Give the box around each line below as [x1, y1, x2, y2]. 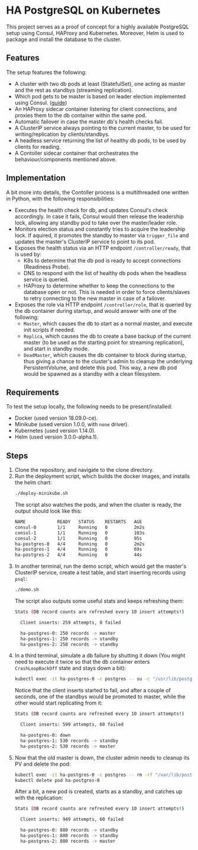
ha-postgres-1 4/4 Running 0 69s [14, 547, 142, 552]
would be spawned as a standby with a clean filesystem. [23, 370, 161, 377]
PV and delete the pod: [14, 760, 71, 768]
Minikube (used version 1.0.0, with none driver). [14, 421, 129, 428]
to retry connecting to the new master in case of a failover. [23, 295, 167, 302]
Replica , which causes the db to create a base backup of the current [23, 333, 191, 340]
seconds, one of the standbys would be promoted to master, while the [14, 693, 186, 700]
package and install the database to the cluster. [6, 36, 122, 43]
